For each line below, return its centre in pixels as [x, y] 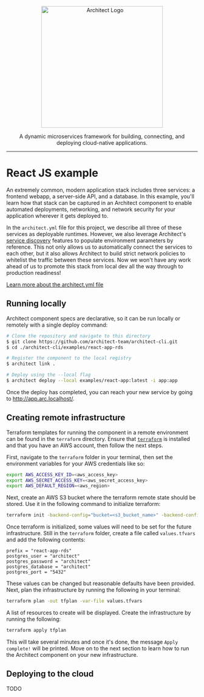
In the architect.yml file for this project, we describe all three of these [94, 227]
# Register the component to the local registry [69, 358]
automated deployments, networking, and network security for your [91, 209]
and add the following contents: [46, 540]
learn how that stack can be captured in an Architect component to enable [99, 203]
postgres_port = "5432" [36, 572]
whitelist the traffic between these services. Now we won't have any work [99, 260]
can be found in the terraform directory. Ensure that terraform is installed [98, 439]
